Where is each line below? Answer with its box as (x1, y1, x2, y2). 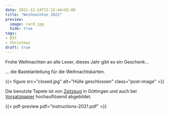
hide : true (10, 26, 33, 31)
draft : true (5, 45, 30, 50)
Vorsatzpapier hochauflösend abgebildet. (5, 93, 92, 99)
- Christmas (5, 40, 30, 45)
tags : (5, 31, 17, 36)
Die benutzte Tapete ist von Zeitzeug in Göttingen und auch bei (5, 88, 137, 94)
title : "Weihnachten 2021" (5, 12, 62, 17)
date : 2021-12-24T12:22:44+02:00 (5, 7, 76, 13)
